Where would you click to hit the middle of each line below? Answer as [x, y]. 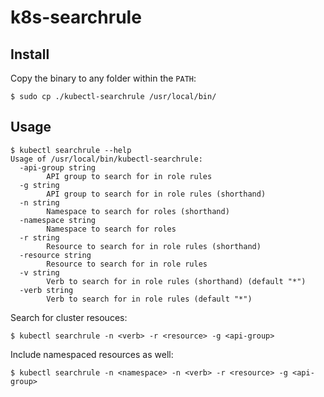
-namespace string [58, 220]
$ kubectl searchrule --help [71, 150]
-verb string [46, 290]
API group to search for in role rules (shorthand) [156, 194]
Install [30, 54]
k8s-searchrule [76, 17]
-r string [39, 237]
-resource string [55, 255]
